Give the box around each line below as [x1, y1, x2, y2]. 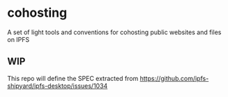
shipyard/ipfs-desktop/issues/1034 [7, 82, 108, 90]
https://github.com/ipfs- [139, 74, 209, 82]
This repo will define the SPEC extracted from [7, 74, 139, 82]
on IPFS [7, 35, 30, 43]
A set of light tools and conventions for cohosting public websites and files [7, 28, 222, 36]
